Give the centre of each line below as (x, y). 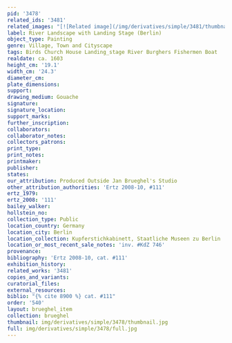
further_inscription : (38, 123)
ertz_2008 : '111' (32, 200)
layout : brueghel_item (40, 309)
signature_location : (37, 110)
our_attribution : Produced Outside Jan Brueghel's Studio (92, 180)
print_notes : (26, 155)
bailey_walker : (29, 207)
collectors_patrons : (37, 142)
